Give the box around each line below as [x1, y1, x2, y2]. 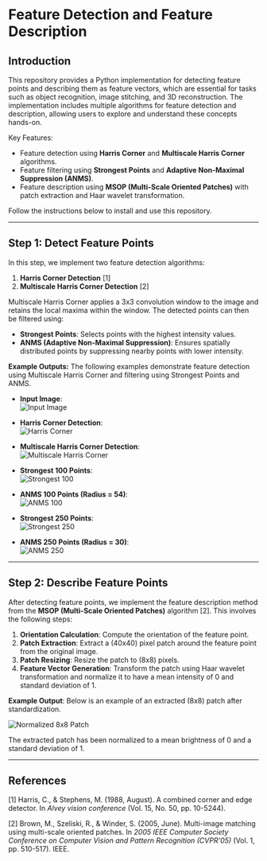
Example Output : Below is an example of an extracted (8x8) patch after [8, 695, 242, 705]
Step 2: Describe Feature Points [8, 576, 168, 590]
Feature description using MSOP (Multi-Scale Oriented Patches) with [19, 182, 249, 192]
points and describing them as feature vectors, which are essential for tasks [8, 84, 257, 93]
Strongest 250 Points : [19, 513, 94, 523]
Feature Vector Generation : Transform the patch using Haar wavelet [19, 663, 245, 673]
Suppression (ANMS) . [19, 173, 94, 183]
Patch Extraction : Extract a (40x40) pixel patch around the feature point [19, 638, 257, 648]
